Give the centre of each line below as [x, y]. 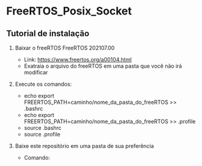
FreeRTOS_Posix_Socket [69, 11]
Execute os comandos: [43, 84]
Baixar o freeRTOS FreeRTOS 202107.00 [65, 48]
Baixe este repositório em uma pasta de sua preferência [84, 146]
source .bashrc [43, 128]
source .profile [42, 134]
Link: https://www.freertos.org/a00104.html [78, 59]
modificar [36, 72]
